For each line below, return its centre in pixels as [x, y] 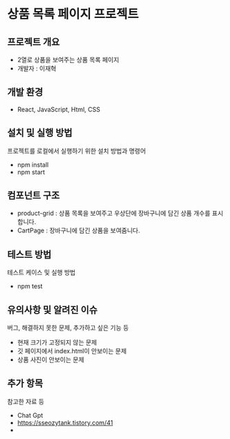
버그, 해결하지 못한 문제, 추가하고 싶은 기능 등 [68, 328]
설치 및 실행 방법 [40, 133]
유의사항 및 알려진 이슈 [53, 309]
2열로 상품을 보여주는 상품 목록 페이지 [68, 60]
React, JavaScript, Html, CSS [59, 109]
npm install [33, 165]
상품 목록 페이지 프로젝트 [73, 14]
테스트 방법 [29, 254]
